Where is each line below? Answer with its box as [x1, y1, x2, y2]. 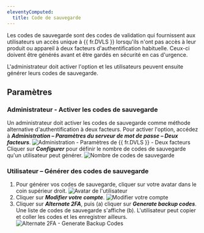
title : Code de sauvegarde [12, 15, 81, 21]
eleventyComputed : [7, 9, 54, 15]
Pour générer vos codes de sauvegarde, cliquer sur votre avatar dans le [15, 181, 197, 188]
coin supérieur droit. [15, 187, 67, 194]
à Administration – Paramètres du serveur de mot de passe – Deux [7, 132, 178, 139]
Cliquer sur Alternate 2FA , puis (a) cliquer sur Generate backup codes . [15, 200, 197, 208]
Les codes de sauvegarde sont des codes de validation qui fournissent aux [7, 31, 196, 39]
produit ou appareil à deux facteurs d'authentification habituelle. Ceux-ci [7, 44, 190, 52]
